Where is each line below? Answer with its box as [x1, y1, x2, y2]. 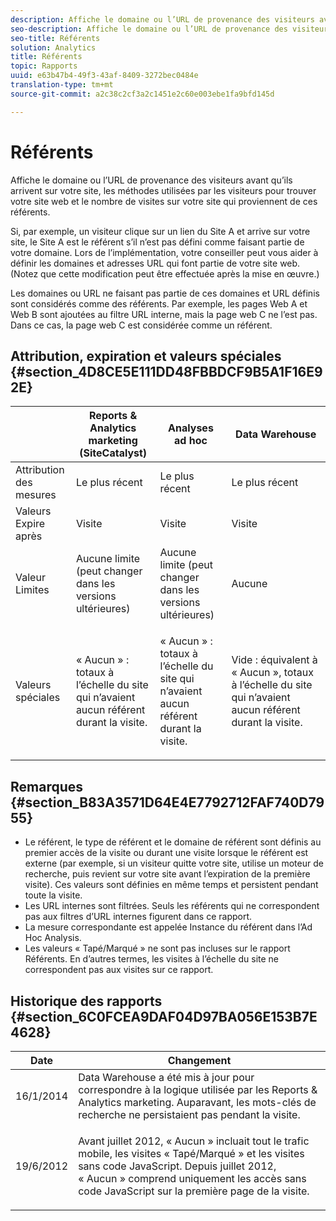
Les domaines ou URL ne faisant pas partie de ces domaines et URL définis [10, 287, 320, 299]
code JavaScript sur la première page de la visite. [78, 1184, 310, 1198]
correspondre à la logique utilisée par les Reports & [78, 1083, 318, 1096]
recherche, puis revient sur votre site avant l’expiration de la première [24, 868, 311, 880]
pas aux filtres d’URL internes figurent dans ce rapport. [24, 911, 253, 923]
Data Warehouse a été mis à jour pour [78, 1071, 255, 1084]
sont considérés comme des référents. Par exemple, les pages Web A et [10, 297, 308, 310]
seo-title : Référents [10, 33, 101, 43]
